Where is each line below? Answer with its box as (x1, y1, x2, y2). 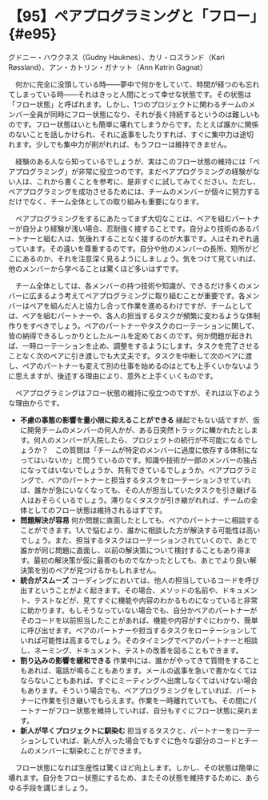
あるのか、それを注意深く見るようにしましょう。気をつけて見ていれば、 (22, 253, 260, 263)
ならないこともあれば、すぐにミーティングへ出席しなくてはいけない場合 (19, 675, 258, 685)
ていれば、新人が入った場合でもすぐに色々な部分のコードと (47, 735, 245, 745)
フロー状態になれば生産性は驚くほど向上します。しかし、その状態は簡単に (14, 762, 260, 772)
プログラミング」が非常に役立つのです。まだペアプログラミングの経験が (14, 166, 254, 176)
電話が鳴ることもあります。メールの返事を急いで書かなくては (54, 665, 258, 675)
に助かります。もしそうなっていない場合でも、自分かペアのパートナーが (19, 605, 258, 615)
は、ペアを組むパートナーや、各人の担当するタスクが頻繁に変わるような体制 (8, 310, 261, 321)
